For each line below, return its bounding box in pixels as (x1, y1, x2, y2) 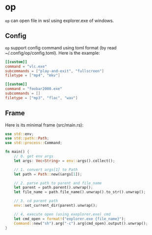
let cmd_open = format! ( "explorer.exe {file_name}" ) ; (14, 216, 126, 221)
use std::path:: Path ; (5, 136, 50, 141)
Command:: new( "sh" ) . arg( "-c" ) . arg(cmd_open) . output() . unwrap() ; (14, 221, 148, 226)
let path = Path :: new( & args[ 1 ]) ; (14, 171, 82, 177)
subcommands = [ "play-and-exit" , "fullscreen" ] (5, 68, 104, 73)
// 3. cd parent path (14, 198, 58, 204)
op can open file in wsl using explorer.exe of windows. (5, 18, 114, 23)
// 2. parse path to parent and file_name (14, 180, 102, 186)
